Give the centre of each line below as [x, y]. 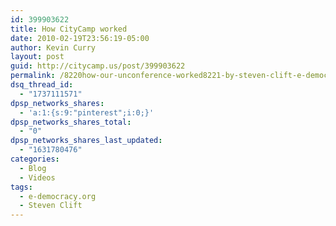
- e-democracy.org [58, 196]
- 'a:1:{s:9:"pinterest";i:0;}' [87, 112]
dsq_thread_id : [42, 85]
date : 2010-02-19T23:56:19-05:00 [80, 38]
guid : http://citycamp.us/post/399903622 [98, 66]
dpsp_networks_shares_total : [71, 122]
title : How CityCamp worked [69, 29]
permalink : [33, 76]
